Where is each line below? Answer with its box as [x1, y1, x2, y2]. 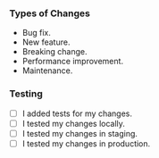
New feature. [21, 37, 71, 47]
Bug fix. [21, 28, 52, 38]
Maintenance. [21, 65, 73, 76]
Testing [9, 87, 43, 100]
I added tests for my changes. [21, 108, 132, 119]
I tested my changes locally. [21, 118, 125, 129]
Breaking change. [21, 46, 88, 57]
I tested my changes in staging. [21, 128, 138, 138]
